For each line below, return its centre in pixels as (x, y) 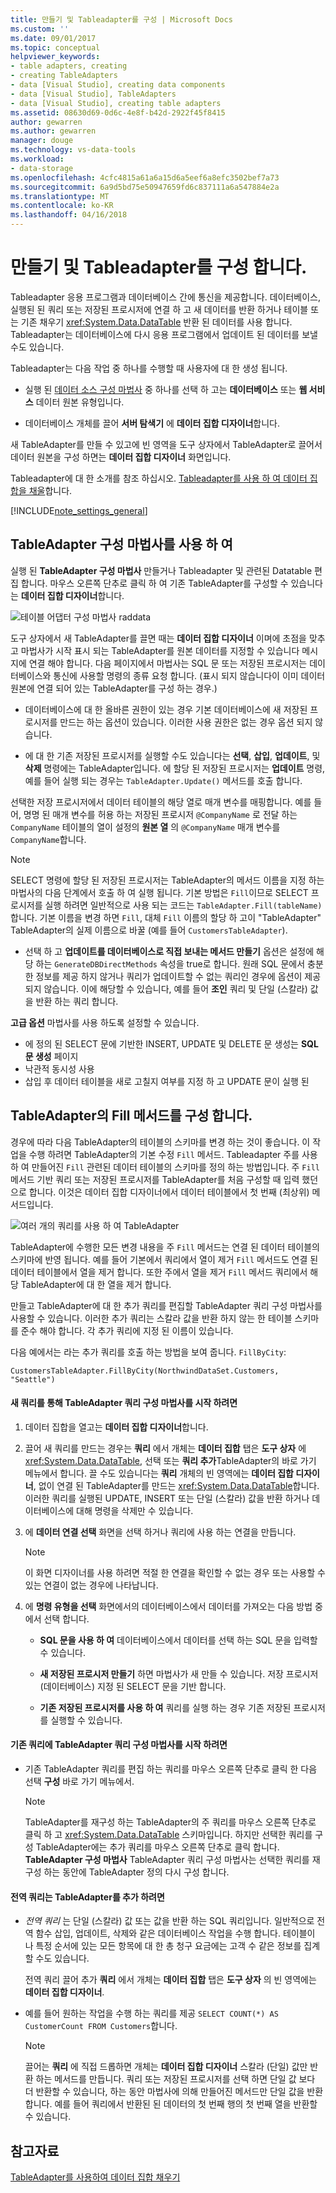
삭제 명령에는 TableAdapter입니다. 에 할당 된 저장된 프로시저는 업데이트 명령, (175, 768)
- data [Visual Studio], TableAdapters (93, 94)
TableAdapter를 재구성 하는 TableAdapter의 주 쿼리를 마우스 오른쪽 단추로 (170, 1822)
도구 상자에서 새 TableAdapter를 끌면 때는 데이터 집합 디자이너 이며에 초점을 (158, 638)
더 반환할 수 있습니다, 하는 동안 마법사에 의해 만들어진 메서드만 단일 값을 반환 (174, 2092)
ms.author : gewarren (53, 131)
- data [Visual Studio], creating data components (118, 85)
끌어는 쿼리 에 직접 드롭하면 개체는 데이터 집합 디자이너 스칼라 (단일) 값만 (166, 2067)
